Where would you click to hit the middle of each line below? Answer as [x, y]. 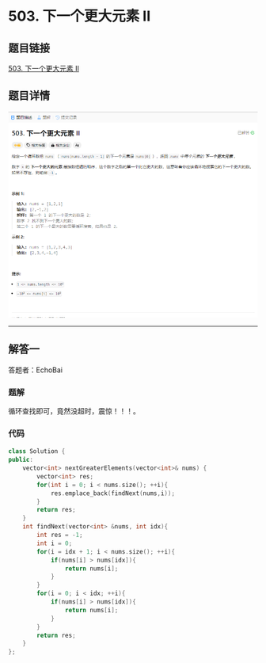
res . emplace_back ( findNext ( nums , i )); [113, 493]
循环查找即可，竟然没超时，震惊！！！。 [74, 411]
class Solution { [37, 452]
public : [21, 460]
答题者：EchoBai [36, 370]
